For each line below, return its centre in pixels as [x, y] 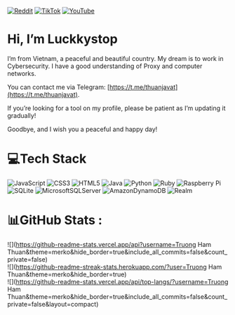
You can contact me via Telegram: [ [59, 87]
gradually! [22, 115]
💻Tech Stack [47, 159]
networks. [22, 73]
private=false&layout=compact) [53, 304]
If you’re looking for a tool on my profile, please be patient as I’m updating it [116, 108]
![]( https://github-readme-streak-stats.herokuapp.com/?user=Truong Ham [115, 267]
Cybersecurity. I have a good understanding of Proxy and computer [105, 66]
